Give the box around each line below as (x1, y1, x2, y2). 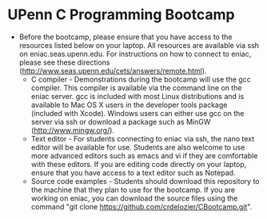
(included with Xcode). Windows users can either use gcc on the (30, 108, 245, 117)
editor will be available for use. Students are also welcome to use (30, 142, 245, 152)
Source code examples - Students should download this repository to (30, 176, 260, 185)
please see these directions (18, 58, 110, 67)
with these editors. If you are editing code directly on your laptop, (30, 159, 247, 169)
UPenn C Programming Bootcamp (7, 6, 235, 24)
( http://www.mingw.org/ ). (30, 125, 115, 135)
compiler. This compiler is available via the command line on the (30, 82, 242, 93)
